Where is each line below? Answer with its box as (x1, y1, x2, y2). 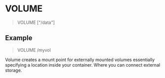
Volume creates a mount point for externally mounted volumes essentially (5, 57, 155, 63)
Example (5, 34, 33, 42)
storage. (5, 67, 22, 73)
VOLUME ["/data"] (17, 19, 55, 25)
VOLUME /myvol (17, 47, 51, 53)
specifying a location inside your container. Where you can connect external (5, 62, 161, 68)
